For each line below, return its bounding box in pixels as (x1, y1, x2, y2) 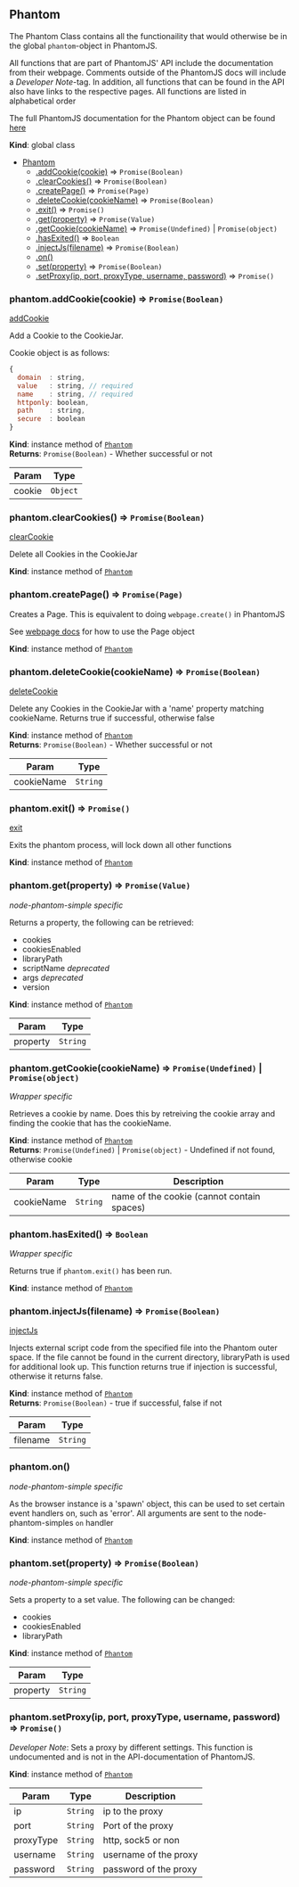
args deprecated (21, 972, 84, 983)
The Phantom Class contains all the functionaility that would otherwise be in (9, 30, 287, 41)
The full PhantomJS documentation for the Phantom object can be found (9, 112, 276, 123)
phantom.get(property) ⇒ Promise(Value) (9, 879, 191, 892)
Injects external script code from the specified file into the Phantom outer (9, 1342, 278, 1354)
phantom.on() (9, 1461, 70, 1473)
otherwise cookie (9, 1154, 73, 1165)
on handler (75, 1517, 114, 1528)
